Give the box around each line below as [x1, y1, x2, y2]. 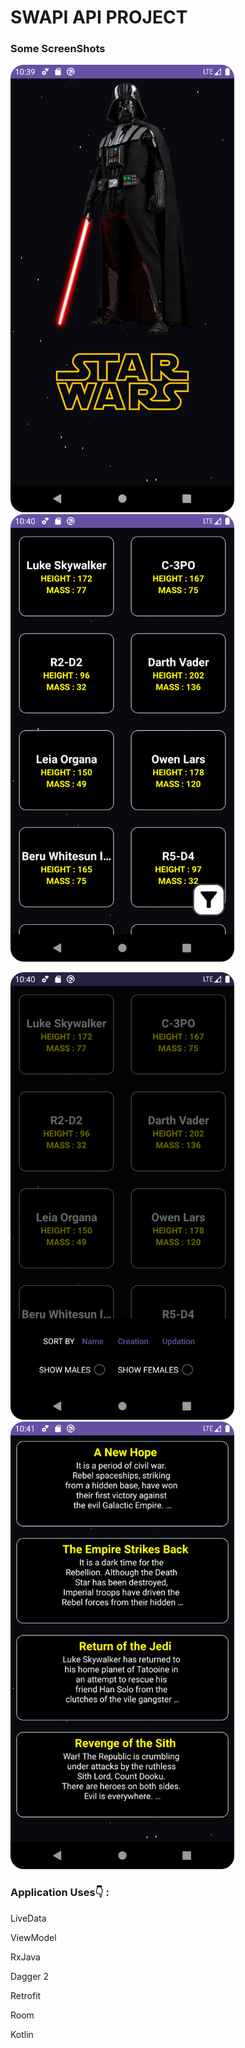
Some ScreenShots [10, 42, 106, 56]
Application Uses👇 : [10, 1886, 110, 1900]
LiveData [10, 1912, 47, 1924]
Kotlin [10, 2028, 34, 2040]
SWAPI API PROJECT [10, 6, 188, 29]
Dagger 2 [10, 1970, 50, 1982]
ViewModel [10, 1931, 57, 1943]
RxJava [10, 1951, 41, 1963]
